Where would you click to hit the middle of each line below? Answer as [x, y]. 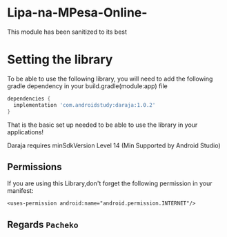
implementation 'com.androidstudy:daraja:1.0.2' [85, 105]
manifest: [20, 191]
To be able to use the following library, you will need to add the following [110, 79]
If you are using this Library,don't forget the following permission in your [110, 183]
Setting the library [60, 60]
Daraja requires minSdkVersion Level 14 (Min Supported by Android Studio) [114, 145]
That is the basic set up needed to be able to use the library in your [102, 125]
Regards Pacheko [43, 224]
